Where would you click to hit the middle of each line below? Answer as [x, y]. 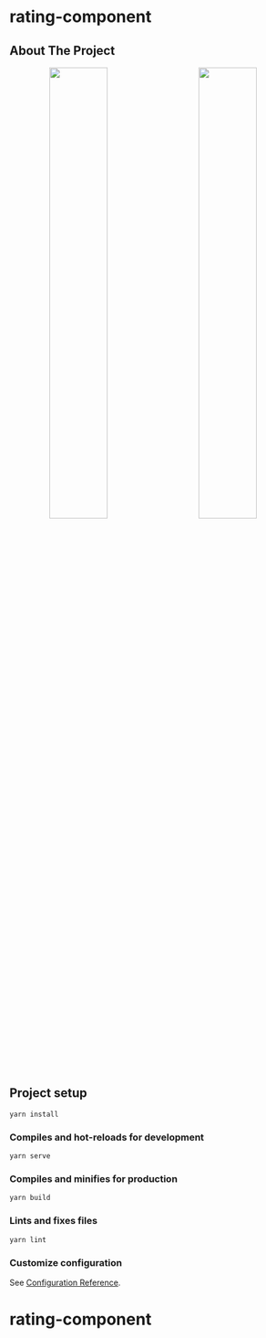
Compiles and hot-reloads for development [107, 1137]
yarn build [30, 1198]
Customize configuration [66, 1262]
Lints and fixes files [54, 1221]
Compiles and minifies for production [93, 1179]
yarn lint [28, 1239]
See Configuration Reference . [65, 1282]
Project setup [49, 1093]
